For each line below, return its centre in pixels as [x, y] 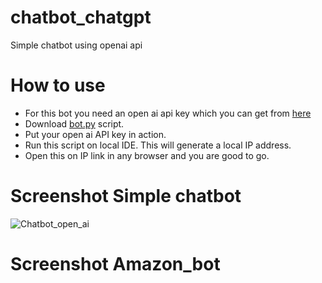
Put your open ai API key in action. [95, 134]
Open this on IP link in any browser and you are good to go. [147, 155]
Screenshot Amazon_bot [115, 264]
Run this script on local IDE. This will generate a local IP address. [158, 145]
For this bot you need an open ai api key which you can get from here [168, 113]
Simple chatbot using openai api [76, 45]
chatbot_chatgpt [81, 17]
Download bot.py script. [74, 123]
